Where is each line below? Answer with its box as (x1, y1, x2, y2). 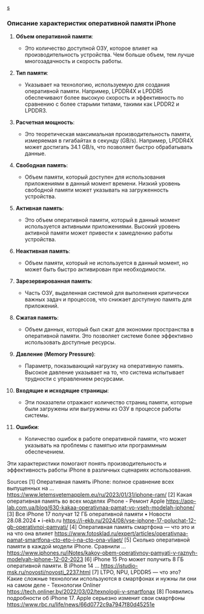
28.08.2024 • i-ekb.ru (7, 517, 62, 524)
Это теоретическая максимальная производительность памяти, (24, 131, 192, 138)
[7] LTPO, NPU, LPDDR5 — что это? (91, 568, 181, 576)
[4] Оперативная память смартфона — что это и (69, 523, 195, 531)
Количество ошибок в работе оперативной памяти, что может (24, 435, 187, 443)
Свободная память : (15, 162, 68, 169)
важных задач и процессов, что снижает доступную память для (24, 296, 192, 303)
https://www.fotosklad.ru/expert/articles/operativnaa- (54, 530, 188, 537)
